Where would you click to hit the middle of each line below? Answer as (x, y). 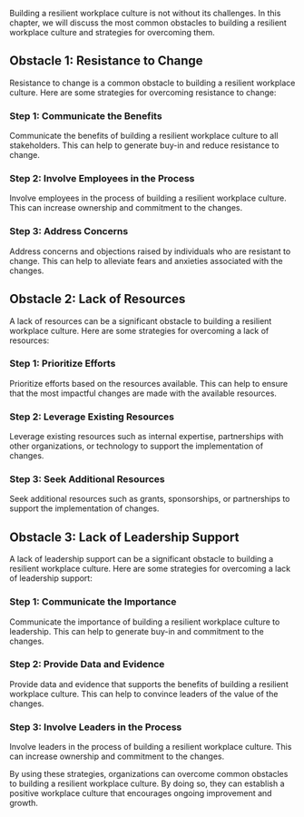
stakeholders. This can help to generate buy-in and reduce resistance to (144, 145)
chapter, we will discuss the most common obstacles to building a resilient (148, 23)
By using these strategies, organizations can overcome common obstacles (149, 774)
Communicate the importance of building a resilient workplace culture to (145, 622)
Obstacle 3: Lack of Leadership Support (124, 537)
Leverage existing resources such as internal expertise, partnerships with (147, 437)
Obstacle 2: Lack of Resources (98, 299)
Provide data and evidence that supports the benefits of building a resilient (149, 684)
